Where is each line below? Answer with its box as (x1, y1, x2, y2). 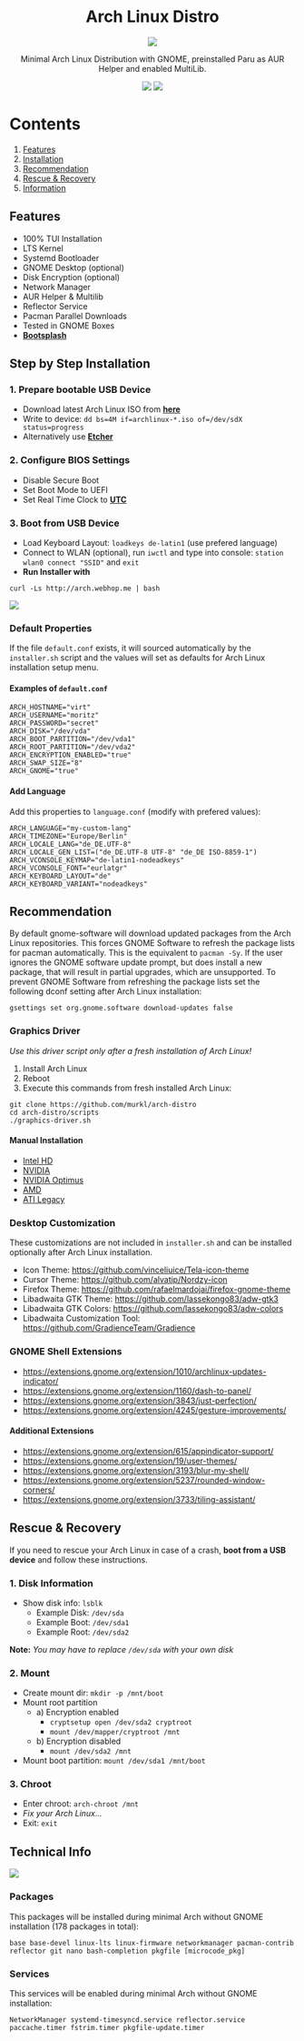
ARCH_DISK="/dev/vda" (9, 727, 92, 736)
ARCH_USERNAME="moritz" (9, 711, 100, 720)
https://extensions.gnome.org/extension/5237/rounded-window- (22, 1474, 266, 1485)
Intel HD (22, 1155, 54, 1166)
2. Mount (9, 1666, 50, 1679)
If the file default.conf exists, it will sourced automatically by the (9, 643, 251, 654)
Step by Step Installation (9, 357, 152, 372)
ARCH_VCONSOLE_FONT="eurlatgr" (9, 863, 128, 872)
